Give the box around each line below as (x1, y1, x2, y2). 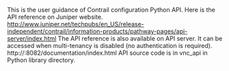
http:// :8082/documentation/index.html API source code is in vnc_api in (7, 49, 208, 57)
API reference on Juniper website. (7, 13, 103, 21)
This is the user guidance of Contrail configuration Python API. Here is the (7, 6, 215, 14)
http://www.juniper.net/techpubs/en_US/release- (7, 20, 145, 28)
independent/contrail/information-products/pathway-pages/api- (7, 27, 188, 35)
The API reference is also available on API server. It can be (57, 34, 223, 43)
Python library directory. (7, 56, 76, 64)
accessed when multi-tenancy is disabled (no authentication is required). (7, 42, 213, 49)
